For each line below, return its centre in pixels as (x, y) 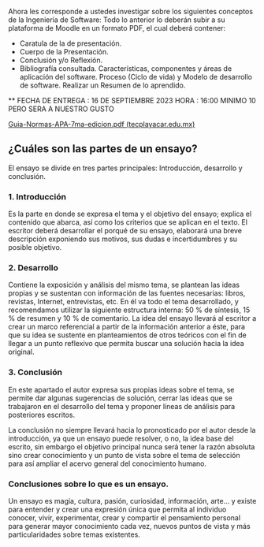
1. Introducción (37, 196)
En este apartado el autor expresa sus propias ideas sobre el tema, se (121, 389)
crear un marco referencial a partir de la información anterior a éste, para (127, 327)
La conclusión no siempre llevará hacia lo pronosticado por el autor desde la (132, 430)
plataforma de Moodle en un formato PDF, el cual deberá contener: (117, 28)
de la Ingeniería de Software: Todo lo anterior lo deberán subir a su (117, 20)
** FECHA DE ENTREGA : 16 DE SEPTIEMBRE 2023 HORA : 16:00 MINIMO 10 (132, 100)
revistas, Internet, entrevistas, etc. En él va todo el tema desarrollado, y (123, 302)
